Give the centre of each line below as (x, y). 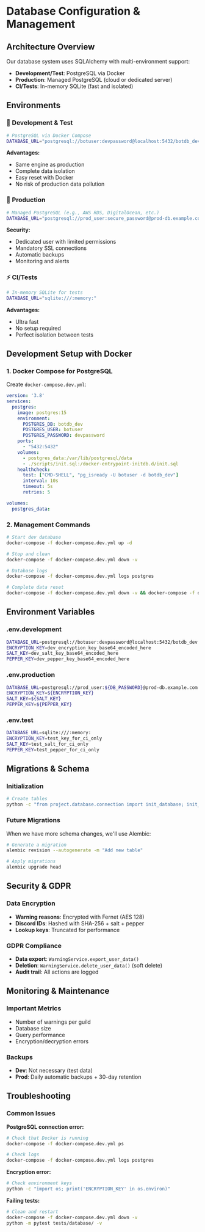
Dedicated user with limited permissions (66, 242)
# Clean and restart (33, 1212)
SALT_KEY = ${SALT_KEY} (34, 699)
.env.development (34, 629)
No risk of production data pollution (60, 184)
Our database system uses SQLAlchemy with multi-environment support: (98, 61)
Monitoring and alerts (42, 261)
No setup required (38, 328)
